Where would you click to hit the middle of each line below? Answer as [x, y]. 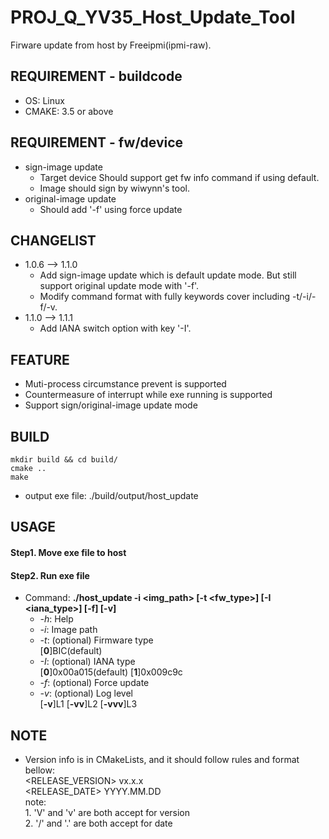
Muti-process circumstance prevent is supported [125, 384]
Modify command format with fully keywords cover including [165, 297]
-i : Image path [68, 630]
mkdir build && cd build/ [64, 460]
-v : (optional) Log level [86, 693]
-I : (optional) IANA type [87, 662]
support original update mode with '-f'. [119, 286]
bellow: [39, 770]
